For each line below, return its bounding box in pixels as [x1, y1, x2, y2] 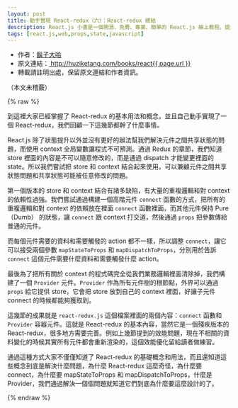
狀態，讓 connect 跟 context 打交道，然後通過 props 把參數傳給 [45, 213, 228, 222]
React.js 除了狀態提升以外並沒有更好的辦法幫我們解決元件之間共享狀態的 [7, 136, 219, 144]
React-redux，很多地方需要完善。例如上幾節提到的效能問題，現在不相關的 [7, 329, 224, 337]
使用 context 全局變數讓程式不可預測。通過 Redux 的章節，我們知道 [25, 144, 222, 153]
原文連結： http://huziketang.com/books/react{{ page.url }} [17, 59, 191, 68]
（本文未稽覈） [7, 83, 51, 92]
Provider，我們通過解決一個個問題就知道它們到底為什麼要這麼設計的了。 [7, 380, 218, 388]
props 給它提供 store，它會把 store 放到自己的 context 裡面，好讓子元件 [7, 288, 216, 296]
